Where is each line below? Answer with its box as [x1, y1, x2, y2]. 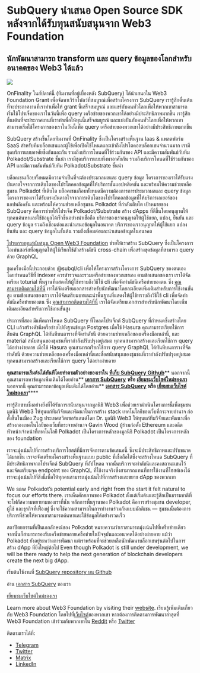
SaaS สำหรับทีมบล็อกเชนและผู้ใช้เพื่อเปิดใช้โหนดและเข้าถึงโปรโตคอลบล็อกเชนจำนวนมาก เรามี [7, 142, 191, 149]
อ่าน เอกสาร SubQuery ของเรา [7, 581, 71, 587]
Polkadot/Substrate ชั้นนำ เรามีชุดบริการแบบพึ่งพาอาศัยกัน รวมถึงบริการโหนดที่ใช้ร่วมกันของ [7, 156, 194, 162]
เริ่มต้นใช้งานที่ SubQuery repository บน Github [7, 569, 112, 575]
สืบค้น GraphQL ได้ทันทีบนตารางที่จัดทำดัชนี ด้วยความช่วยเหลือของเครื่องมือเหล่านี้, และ [7, 330, 180, 337]
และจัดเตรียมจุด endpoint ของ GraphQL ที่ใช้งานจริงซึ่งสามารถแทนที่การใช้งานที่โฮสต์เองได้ [7, 467, 191, 474]
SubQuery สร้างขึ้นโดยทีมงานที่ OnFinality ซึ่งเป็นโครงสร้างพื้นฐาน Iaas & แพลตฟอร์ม [7, 135, 183, 142]
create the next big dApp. [7, 557, 69, 564]
